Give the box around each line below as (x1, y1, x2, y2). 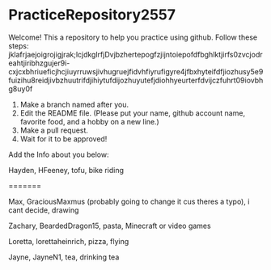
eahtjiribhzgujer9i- (8, 58, 70, 68)
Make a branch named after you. (19, 99, 129, 109)
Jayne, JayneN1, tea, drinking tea (8, 252, 120, 262)
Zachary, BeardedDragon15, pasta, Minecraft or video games (8, 221, 212, 230)
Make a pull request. (19, 125, 89, 135)
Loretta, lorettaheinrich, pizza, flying (8, 236, 129, 246)
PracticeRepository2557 (8, 6, 176, 24)
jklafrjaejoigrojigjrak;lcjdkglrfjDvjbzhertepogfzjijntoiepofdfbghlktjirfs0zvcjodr (8, 49, 263, 59)
